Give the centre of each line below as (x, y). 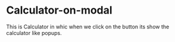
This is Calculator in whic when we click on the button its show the (88, 27)
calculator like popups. (34, 33)
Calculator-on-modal (59, 10)
